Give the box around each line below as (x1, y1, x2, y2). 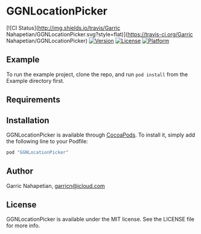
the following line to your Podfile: (6, 137, 89, 145)
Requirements (6, 95, 60, 105)
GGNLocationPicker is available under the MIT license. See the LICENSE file (6, 216, 195, 223)
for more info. (6, 222, 40, 229)
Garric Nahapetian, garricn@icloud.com (6, 182, 106, 189)
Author (6, 166, 33, 177)
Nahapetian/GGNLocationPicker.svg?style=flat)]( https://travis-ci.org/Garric (6, 30, 193, 37)
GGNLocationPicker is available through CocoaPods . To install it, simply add (6, 131, 196, 138)
